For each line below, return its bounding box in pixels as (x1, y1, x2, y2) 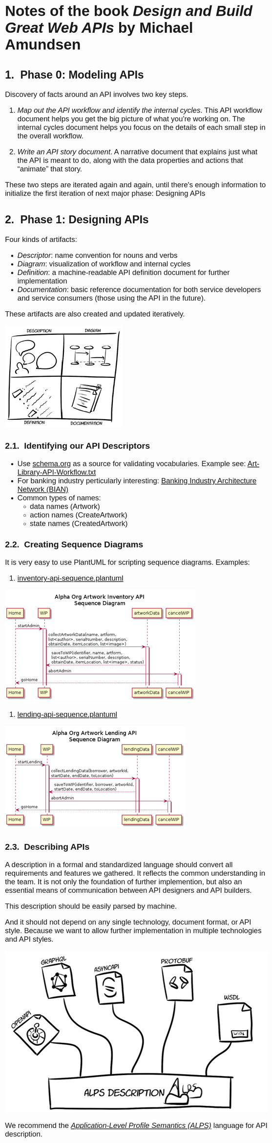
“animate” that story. (17, 165, 83, 173)
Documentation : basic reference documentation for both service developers (17, 285, 261, 294)
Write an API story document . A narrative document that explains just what (17, 148, 258, 156)
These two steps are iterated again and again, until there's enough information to (5, 180, 266, 189)
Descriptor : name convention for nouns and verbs (17, 251, 178, 259)
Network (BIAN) (17, 485, 69, 494)
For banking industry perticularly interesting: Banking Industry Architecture (17, 476, 257, 485)
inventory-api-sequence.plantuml (17, 574, 124, 582)
